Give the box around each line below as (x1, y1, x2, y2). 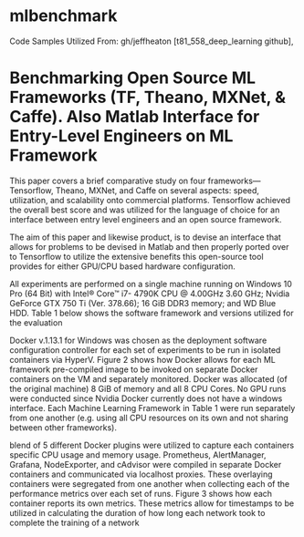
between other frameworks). (9, 421, 117, 433)
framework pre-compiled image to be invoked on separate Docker (9, 364, 258, 375)
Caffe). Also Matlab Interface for (9, 107, 260, 128)
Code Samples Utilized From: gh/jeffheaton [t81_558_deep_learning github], (9, 36, 294, 46)
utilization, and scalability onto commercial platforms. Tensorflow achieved (9, 194, 290, 205)
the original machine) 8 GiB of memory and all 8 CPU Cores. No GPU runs (9, 383, 287, 394)
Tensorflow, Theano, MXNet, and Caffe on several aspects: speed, (9, 184, 260, 196)
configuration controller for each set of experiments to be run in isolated (9, 344, 281, 356)
